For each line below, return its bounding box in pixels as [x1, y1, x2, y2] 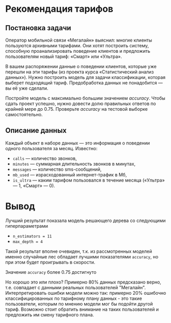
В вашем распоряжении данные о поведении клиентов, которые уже [5, 64, 157, 69]
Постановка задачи [5, 24, 71, 32]
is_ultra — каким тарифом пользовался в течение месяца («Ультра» [12, 177, 165, 183]
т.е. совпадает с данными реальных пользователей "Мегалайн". [5, 284, 146, 290]
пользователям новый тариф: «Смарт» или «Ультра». [5, 53, 123, 59]
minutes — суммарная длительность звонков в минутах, [12, 160, 136, 167]
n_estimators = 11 [12, 234, 52, 239]
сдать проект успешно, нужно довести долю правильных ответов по [5, 100, 156, 107]
